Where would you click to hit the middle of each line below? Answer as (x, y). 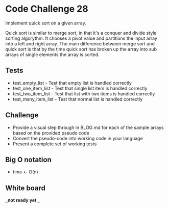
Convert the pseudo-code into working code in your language (78, 138)
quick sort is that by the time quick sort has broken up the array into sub (81, 49)
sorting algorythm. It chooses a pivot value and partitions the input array (81, 38)
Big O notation (29, 159)
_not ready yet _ (22, 200)
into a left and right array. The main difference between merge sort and (80, 43)
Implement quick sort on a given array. (46, 23)
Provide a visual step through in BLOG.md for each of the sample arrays (88, 127)
